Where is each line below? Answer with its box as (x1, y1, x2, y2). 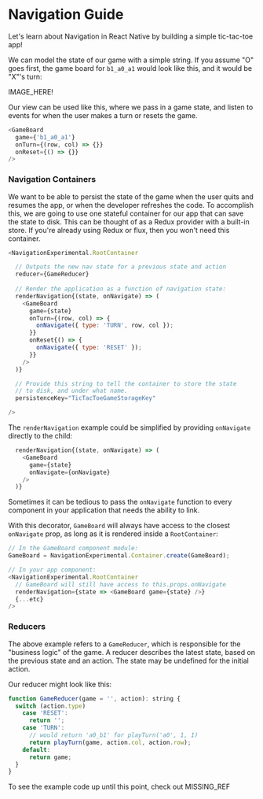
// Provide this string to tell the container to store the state (15, 379, 237, 387)
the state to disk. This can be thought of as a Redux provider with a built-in (8, 216, 250, 226)
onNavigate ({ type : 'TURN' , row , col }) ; (36, 321, 174, 330)
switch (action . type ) (15, 702, 86, 710)
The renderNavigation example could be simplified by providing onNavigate (8, 423, 251, 432)
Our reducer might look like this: (8, 679, 112, 689)
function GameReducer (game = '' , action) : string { (8, 694, 181, 702)
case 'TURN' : (22, 724, 65, 732)
